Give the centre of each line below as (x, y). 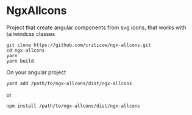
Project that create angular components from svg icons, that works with (96, 27)
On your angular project (36, 72)
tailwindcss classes (31, 33)
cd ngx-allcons (26, 50)
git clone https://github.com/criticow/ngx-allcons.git (79, 45)
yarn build (20, 61)
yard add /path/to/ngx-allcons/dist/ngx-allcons (69, 83)
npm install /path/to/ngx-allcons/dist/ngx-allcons (73, 106)
